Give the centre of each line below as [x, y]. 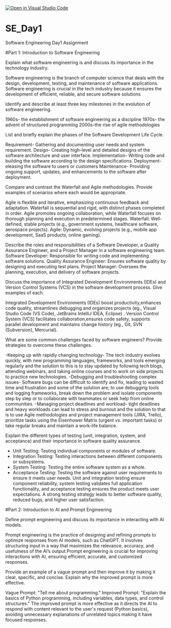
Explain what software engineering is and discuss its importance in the [80, 62]
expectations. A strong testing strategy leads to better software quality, [87, 494]
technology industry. [27, 68]
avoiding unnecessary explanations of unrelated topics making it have [79, 614]
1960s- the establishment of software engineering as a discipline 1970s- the [85, 119]
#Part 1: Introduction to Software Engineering [53, 52]
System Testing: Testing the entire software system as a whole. [79, 467]
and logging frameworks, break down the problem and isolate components [84, 393]
